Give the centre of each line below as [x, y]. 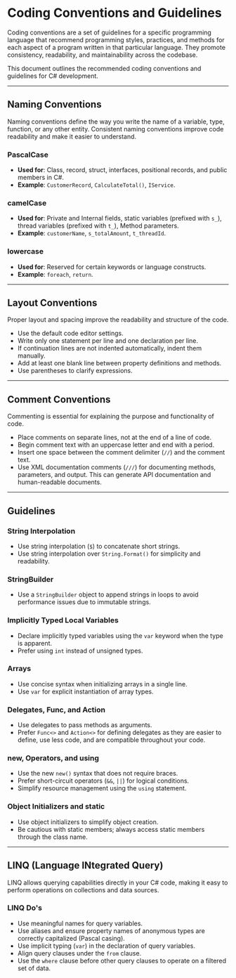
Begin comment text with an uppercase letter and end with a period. [116, 445]
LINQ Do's [25, 908]
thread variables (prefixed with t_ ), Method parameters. [98, 226]
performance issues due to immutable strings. [84, 602]
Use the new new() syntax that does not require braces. [98, 774]
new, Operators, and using [53, 758]
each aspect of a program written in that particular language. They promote [117, 47]
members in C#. [41, 178]
